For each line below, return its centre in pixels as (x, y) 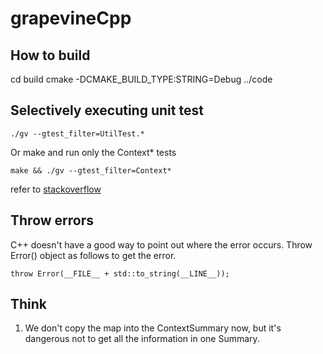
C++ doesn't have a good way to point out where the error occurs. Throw (161, 244)
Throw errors (52, 220)
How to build (50, 55)
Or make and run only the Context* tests (93, 152)
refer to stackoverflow (56, 189)
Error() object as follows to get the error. (93, 255)
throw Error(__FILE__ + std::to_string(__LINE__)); (120, 273)
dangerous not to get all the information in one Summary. (142, 339)
